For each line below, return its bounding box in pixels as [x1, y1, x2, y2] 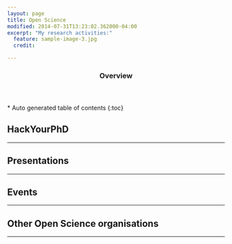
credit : [13, 42, 36, 49]
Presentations [7, 155, 69, 167]
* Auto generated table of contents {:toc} [7, 103, 124, 112]
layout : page [7, 10, 45, 17]
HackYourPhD [7, 123, 69, 135]
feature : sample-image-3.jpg [13, 36, 97, 43]
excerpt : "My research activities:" [7, 29, 113, 37]
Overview [99, 70, 133, 80]
